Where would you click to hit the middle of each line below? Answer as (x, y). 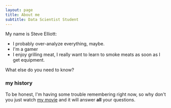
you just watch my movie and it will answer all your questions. (70, 99)
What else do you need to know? (40, 70)
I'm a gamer (25, 49)
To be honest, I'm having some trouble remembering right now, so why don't (86, 94)
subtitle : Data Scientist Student (42, 19)
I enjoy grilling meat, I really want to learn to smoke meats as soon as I (87, 55)
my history (19, 83)
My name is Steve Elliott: (31, 34)
